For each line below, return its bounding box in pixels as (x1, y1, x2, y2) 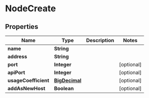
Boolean (54, 85, 74, 92)
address (7, 53, 28, 60)
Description (86, 37, 114, 44)
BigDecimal (54, 77, 81, 84)
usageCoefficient (7, 77, 49, 84)
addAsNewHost (7, 85, 45, 92)
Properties (5, 23, 38, 31)
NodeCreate (5, 3, 56, 14)
